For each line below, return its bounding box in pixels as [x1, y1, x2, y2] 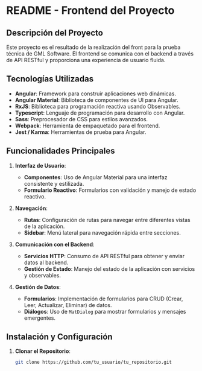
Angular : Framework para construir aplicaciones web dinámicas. [14, 90, 177, 97]
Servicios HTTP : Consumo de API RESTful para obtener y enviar [24, 252, 185, 259]
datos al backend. [24, 259, 69, 266]
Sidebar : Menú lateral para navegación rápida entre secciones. [24, 229, 181, 236]
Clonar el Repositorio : [14, 347, 71, 355]
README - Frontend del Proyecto [6, 4, 175, 17]
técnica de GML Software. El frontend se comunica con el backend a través [6, 50, 194, 57]
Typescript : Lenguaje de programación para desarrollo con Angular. [14, 109, 185, 116]
